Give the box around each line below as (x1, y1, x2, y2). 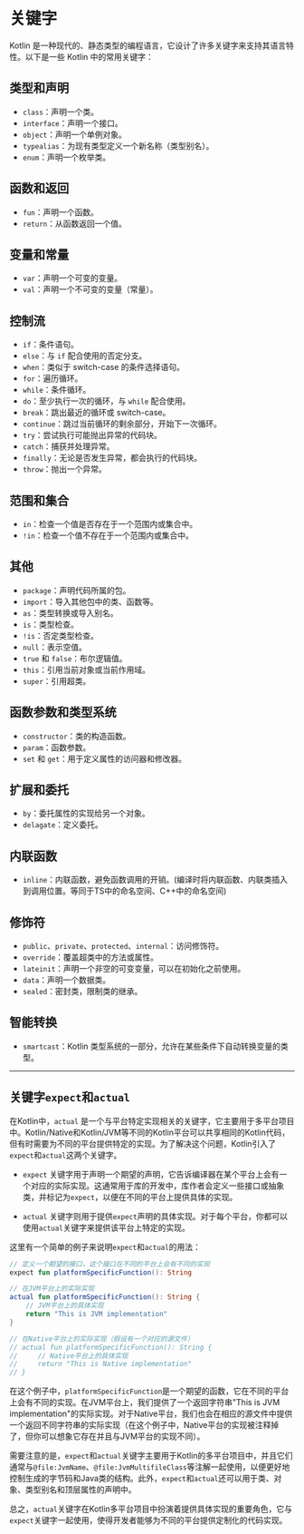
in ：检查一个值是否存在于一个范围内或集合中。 (22, 519, 198, 529)
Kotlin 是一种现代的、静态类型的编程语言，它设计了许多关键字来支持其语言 (9, 40, 287, 51)
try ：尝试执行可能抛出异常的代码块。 (22, 430, 163, 441)
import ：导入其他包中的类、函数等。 (22, 596, 158, 607)
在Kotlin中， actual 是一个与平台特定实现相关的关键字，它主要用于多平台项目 (9, 1115, 295, 1126)
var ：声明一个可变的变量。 (22, 273, 123, 284)
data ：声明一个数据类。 (22, 974, 111, 985)
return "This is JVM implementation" (25, 1310, 168, 1319)
